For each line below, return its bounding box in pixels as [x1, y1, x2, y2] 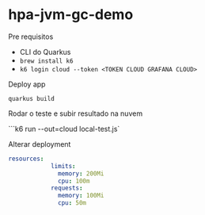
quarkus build [8, 94, 55, 102]
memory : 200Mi [58, 169, 104, 178]
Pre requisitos [8, 32, 54, 41]
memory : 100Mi [58, 192, 104, 200]
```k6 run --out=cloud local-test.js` [8, 124, 120, 133]
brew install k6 [19, 57, 74, 65]
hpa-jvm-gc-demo [8, 6, 134, 24]
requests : [50, 184, 83, 192]
